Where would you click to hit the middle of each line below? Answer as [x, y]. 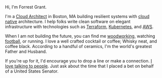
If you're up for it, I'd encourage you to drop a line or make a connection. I [79, 61]
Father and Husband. [26, 51]
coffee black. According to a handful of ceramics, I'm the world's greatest [79, 46]
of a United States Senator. [32, 71]
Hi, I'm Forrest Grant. [26, 7]
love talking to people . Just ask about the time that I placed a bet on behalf [79, 66]
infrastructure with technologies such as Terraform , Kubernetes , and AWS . [79, 27]
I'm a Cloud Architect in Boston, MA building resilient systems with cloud [77, 16]
